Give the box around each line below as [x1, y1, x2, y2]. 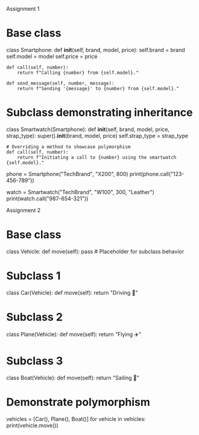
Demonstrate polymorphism [6, 395, 151, 409]
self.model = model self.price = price [6, 53, 98, 60]
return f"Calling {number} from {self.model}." [17, 70, 139, 76]
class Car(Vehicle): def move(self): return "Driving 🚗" [6, 289, 138, 296]
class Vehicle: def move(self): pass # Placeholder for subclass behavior [6, 247, 185, 255]
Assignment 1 [6, 5, 40, 12]
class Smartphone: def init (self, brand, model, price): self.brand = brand [6, 46, 185, 53]
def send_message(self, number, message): [6, 80, 115, 87]
